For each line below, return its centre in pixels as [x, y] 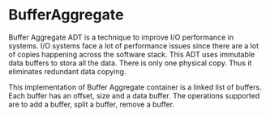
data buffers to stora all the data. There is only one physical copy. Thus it [130, 63]
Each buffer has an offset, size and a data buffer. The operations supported [134, 95]
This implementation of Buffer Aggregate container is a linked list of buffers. [135, 87]
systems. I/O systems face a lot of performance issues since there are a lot [134, 45]
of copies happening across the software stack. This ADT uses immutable [132, 54]
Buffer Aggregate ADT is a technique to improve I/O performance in [121, 37]
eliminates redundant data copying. [67, 71]
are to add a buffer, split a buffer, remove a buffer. [92, 104]
